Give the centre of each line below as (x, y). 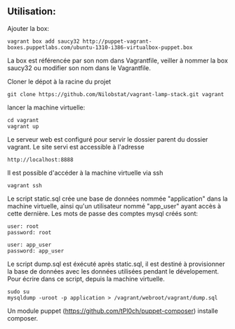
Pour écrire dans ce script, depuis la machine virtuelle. (86, 278)
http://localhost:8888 (40, 160)
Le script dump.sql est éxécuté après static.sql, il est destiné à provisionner (116, 264)
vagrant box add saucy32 (43, 41)
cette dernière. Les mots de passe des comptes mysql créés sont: (103, 213)
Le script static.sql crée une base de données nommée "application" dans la (117, 199)
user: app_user (29, 245)
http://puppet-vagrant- (117, 41)
